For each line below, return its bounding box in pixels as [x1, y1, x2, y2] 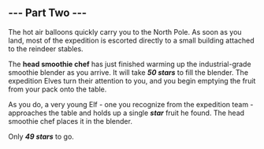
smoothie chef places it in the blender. [8, 116, 132, 125]
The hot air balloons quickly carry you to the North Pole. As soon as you [8, 27, 242, 36]
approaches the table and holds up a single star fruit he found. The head [8, 108, 245, 117]
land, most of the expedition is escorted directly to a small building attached [8, 35, 255, 45]
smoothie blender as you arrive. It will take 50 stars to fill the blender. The [8, 67, 249, 77]
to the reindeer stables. [8, 43, 84, 54]
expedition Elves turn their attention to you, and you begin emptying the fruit [8, 76, 256, 85]
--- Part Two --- [8, 6, 87, 20]
